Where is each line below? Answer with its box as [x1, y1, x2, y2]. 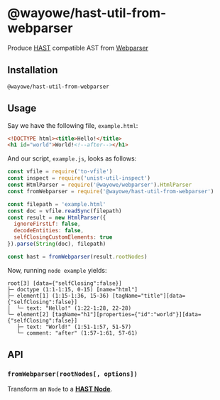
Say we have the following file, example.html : [7, 121, 138, 129]
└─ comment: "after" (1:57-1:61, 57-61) [16, 329, 138, 337]
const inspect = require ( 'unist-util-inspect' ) [7, 175, 151, 182]
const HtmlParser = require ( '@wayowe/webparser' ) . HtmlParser [7, 181, 192, 189]
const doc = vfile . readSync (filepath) [7, 207, 122, 215]
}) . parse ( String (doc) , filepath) [7, 240, 106, 248]
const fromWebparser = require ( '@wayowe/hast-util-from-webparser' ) [7, 188, 214, 195]
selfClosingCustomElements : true [13, 234, 113, 241]
